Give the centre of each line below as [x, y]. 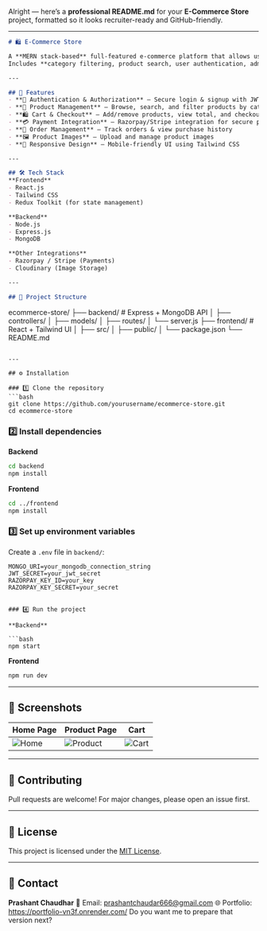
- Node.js [25, 224]
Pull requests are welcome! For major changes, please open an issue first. [129, 800]
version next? [31, 920]
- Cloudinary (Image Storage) [58, 268]
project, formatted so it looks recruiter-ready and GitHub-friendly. [116, 20]
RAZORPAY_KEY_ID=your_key [51, 580]
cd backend [26, 466]
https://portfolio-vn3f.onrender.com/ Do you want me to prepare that [120, 911]
